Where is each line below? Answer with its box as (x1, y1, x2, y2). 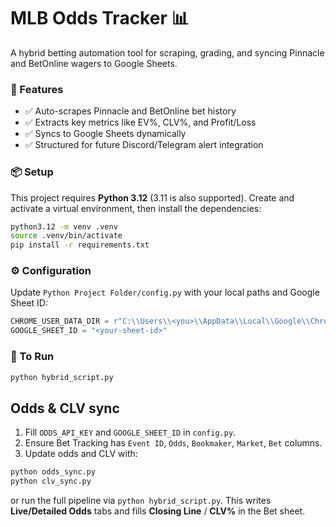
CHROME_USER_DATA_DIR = (10, 316, 110, 327)
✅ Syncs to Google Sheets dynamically (24, 128, 187, 140)
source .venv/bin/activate (10, 231, 123, 241)
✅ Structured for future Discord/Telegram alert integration (24, 139, 264, 151)
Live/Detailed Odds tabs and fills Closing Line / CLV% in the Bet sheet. (10, 505, 306, 517)
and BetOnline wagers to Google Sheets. (10, 57, 178, 69)
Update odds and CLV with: (24, 448, 138, 460)
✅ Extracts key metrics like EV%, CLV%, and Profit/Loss (24, 116, 257, 129)
